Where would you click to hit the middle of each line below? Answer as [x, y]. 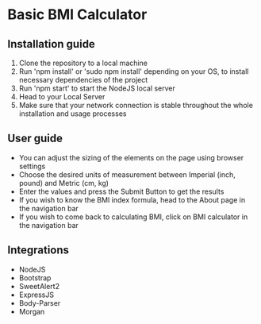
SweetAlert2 [39, 286]
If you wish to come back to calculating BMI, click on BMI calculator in [133, 217]
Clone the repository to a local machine [83, 63]
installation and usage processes [73, 114]
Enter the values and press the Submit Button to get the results [121, 191]
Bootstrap [35, 278]
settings [32, 166]
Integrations [38, 251]
